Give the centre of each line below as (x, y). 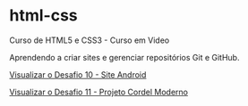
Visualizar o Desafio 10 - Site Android (78, 74)
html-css (43, 16)
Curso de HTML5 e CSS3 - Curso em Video (90, 40)
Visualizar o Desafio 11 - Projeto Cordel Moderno (98, 92)
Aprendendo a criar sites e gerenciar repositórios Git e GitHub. (124, 57)
